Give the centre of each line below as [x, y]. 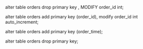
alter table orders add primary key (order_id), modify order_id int [71, 17]
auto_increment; [22, 22]
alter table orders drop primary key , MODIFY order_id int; [64, 7]
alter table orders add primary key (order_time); [54, 31]
